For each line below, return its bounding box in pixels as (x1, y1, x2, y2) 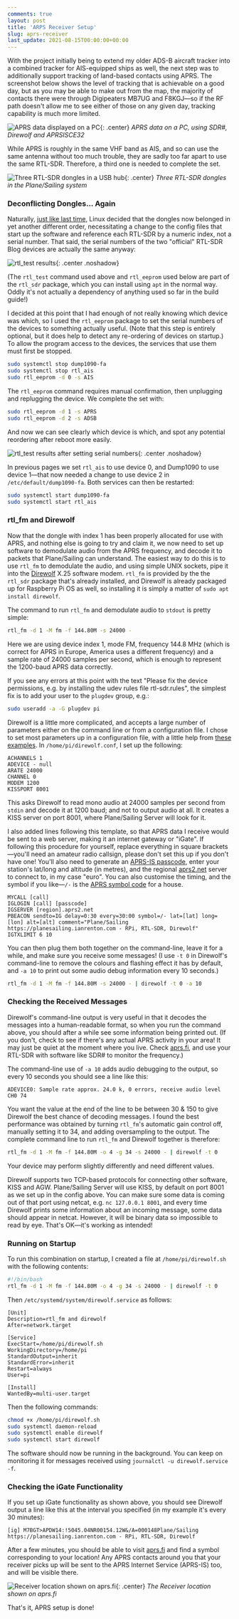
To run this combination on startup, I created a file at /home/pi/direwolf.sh (7, 1254, 226, 1263)
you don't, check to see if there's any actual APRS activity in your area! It (7, 1035, 221, 1044)
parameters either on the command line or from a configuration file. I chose (7, 725, 228, 734)
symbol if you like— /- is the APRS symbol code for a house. (7, 880, 184, 888)
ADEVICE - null (7, 761, 53, 768)
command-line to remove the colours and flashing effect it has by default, (7, 959, 223, 967)
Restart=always (7, 1365, 53, 1372)
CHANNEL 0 (7, 773, 37, 780)
